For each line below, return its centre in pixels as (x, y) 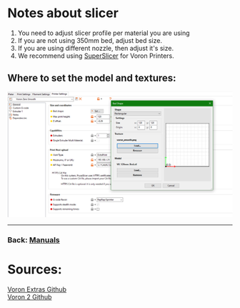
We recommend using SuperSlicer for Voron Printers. (96, 56)
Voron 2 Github (30, 297)
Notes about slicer (63, 13)
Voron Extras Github (37, 289)
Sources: (35, 269)
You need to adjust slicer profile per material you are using (104, 33)
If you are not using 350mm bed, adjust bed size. (90, 40)
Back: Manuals (34, 239)
